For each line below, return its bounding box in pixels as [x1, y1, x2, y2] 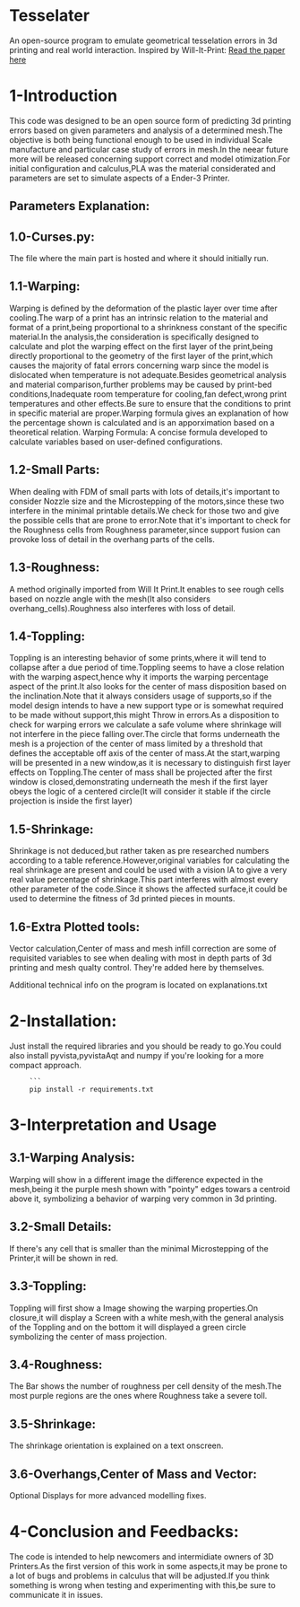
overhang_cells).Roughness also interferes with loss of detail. [9, 602, 236, 613]
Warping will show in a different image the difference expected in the [9, 1173, 264, 1185]
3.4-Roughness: [9, 1357, 103, 1372]
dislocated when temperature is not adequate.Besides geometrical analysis [9, 369, 287, 380]
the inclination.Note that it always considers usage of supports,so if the [9, 690, 272, 701]
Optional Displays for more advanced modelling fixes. [9, 1489, 207, 1500]
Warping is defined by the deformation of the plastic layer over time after [9, 303, 278, 313]
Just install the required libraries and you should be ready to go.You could [9, 1041, 282, 1051]
